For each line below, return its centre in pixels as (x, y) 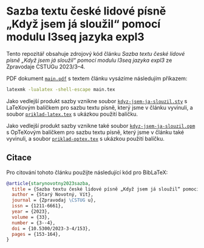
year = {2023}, (31, 212)
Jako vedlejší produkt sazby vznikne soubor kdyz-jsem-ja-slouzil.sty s (97, 101)
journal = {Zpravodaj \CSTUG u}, (54, 200)
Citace (19, 158)
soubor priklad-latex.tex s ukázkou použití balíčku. (72, 114)
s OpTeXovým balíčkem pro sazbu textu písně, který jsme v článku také (95, 132)
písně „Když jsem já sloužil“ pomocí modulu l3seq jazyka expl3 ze (89, 60)
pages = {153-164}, (36, 234)
